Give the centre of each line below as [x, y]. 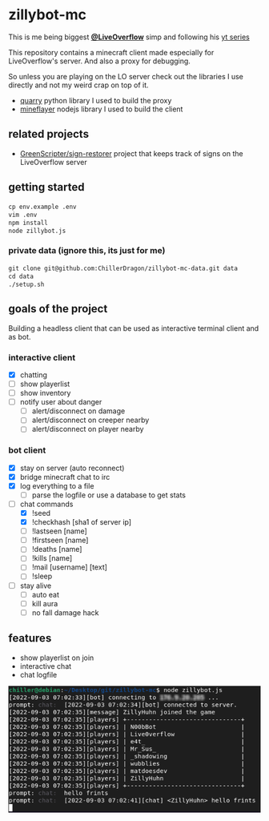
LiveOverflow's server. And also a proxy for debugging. [99, 61]
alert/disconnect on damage [78, 411]
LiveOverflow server [53, 162]
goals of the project [58, 309]
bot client [27, 450]
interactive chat [46, 666]
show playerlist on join [57, 658]
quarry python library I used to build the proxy [96, 100]
